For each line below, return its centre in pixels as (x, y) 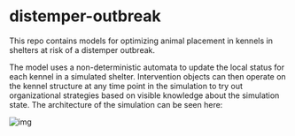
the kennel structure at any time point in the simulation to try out (126, 86)
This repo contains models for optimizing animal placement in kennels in (141, 41)
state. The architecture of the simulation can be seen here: (116, 104)
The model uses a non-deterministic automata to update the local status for (147, 67)
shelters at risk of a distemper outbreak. (82, 49)
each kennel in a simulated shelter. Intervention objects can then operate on (147, 76)
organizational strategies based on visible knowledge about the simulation (144, 95)
